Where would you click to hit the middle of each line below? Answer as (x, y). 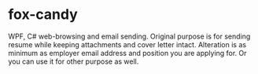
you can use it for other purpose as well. (74, 61)
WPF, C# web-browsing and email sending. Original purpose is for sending (129, 36)
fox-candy (43, 15)
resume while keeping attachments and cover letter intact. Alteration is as (127, 44)
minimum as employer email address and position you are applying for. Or (127, 53)
